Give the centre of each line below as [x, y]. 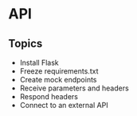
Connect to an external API [64, 105]
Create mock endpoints [58, 80]
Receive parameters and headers [74, 88]
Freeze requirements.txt [59, 71]
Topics [25, 44]
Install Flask [39, 62]
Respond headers [49, 96]
